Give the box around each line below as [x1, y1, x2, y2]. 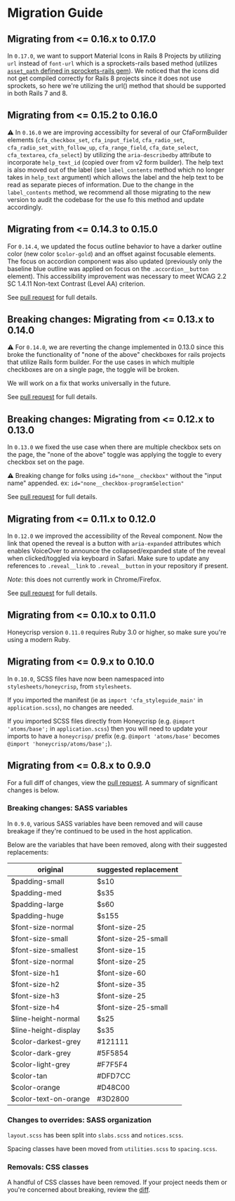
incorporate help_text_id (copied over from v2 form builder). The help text [7, 158, 224, 166]
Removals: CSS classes [7, 1162, 89, 1172]
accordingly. [7, 203, 43, 211]
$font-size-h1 [11, 968, 60, 978]
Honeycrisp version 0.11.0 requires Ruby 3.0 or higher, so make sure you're [7, 628, 227, 636]
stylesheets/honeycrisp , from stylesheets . [7, 681, 132, 691]
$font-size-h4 [11, 1002, 60, 1012]
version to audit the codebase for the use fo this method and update [7, 195, 205, 203]
